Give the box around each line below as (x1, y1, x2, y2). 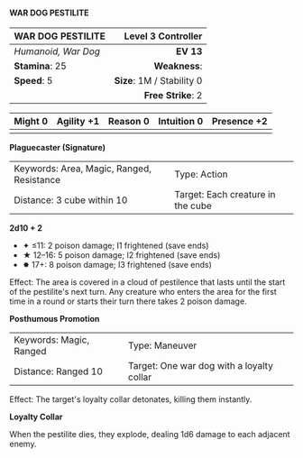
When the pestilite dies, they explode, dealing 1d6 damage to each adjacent (9, 429, 290, 440)
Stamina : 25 (14, 60, 68, 72)
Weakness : (153, 60, 203, 72)
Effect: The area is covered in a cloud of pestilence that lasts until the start (9, 277, 286, 288)
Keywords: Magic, (14, 334, 90, 346)
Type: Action (174, 168, 228, 180)
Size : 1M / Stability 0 (114, 75, 203, 87)
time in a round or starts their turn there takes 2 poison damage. (9, 296, 247, 307)
